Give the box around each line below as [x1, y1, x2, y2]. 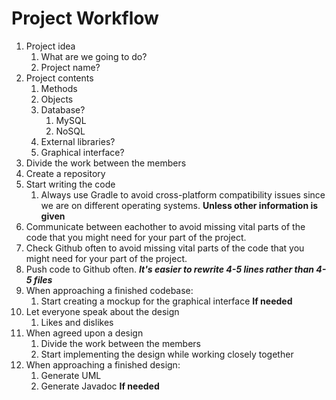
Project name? [40, 61, 101, 73]
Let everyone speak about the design [25, 305, 180, 317]
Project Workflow [11, 7, 159, 30]
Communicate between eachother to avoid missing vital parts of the [25, 220, 306, 232]
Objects [40, 93, 74, 105]
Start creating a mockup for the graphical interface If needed [40, 295, 293, 307]
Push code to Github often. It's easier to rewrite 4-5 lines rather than [25, 263, 314, 275]
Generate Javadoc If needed [40, 380, 160, 392]
